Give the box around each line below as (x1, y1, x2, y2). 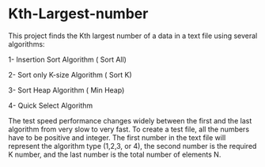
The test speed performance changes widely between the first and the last (8, 116, 252, 125)
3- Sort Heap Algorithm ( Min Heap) (8, 85, 125, 95)
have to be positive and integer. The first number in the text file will (8, 132, 226, 142)
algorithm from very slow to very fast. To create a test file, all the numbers (8, 124, 250, 134)
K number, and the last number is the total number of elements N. (8, 150, 221, 159)
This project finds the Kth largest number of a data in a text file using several (8, 31, 258, 40)
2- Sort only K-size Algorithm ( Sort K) (8, 70, 132, 79)
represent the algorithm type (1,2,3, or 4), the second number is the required (8, 141, 257, 150)
